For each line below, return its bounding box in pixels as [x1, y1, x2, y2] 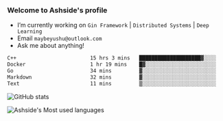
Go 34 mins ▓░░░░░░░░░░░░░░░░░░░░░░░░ [7, 68, 216, 75]
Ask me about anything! [16, 42, 84, 50]
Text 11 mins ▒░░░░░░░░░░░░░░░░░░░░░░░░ [7, 80, 216, 87]
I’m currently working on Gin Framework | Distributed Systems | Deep [16, 21, 209, 29]
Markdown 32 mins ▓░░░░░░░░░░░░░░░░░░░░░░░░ [7, 74, 216, 81]
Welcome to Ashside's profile [7, 5, 108, 15]
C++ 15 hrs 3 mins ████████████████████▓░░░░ [7, 55, 216, 62]
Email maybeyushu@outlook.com [16, 34, 102, 42]
